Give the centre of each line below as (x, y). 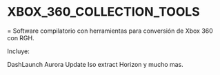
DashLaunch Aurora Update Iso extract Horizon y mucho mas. (96, 64)
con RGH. (21, 37)
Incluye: (18, 51)
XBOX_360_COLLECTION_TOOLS (103, 12)
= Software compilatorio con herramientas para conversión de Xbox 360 (110, 31)
